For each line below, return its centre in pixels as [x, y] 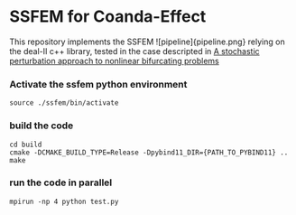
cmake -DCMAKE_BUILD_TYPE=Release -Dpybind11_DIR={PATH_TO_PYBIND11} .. [149, 152]
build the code [42, 126]
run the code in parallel [61, 182]
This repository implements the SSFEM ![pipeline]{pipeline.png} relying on [148, 42]
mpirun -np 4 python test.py [64, 201]
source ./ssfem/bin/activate [64, 103]
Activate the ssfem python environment [98, 84]
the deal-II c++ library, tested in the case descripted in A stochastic [134, 51]
